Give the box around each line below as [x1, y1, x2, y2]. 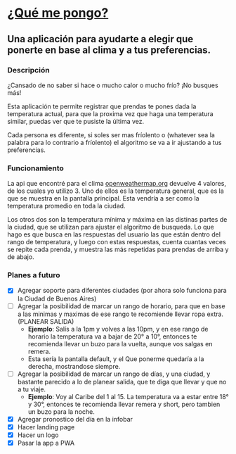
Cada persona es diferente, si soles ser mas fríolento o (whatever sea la [7, 130, 216, 139]
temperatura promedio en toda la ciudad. [7, 202, 126, 210]
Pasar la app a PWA [17, 439, 75, 447]
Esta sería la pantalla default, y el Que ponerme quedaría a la [27, 354, 204, 363]
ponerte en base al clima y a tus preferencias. [7, 44, 211, 56]
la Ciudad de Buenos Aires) [17, 294, 97, 303]
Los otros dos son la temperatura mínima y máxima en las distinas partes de [7, 215, 228, 224]
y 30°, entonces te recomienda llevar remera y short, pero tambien [27, 400, 221, 408]
